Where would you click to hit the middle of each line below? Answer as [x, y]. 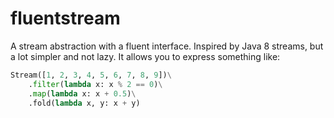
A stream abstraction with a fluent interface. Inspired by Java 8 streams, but [167, 46]
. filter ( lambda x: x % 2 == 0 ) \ [95, 84]
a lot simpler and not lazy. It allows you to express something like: [145, 56]
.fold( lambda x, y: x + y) [84, 103]
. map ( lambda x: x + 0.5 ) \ [82, 93]
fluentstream [65, 18]
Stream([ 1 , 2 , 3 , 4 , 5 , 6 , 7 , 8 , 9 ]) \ [91, 75]
